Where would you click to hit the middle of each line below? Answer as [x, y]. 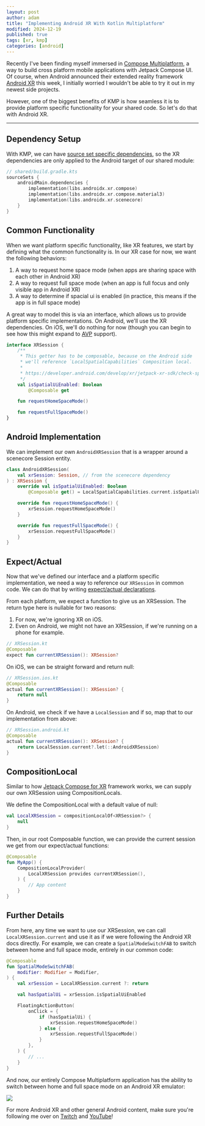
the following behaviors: [37, 258]
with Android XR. [27, 114]
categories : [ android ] [35, 46]
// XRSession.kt [27, 644]
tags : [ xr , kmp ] [27, 40]
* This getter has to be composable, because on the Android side [106, 356]
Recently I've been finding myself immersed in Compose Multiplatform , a [98, 63]
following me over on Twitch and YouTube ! [60, 1116]
